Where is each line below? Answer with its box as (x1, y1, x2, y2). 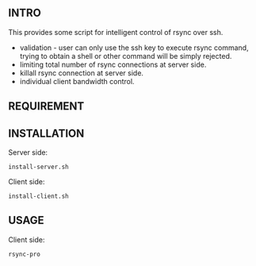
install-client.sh (8, 192, 69, 201)
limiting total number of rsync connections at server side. (19, 60, 207, 69)
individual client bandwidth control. (19, 76, 135, 86)
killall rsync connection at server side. (19, 67, 144, 78)
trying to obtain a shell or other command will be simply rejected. (19, 51, 232, 60)
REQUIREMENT (8, 99, 85, 114)
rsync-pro (8, 250, 41, 258)
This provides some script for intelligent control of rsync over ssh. (8, 27, 224, 37)
